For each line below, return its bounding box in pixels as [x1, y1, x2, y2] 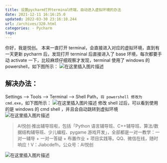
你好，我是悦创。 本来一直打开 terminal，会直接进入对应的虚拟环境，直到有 [5, 45, 160, 50]
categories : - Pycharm [5, 26, 52, 31]
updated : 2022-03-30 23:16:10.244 [5, 16, 77, 21]
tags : [5, 30, 16, 35]
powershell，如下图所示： [5, 63, 58, 69]
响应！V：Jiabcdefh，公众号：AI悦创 [17, 142, 94, 148]
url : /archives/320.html [5, 21, 57, 26]
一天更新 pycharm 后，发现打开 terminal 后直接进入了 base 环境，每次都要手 [5, 51, 162, 57]
